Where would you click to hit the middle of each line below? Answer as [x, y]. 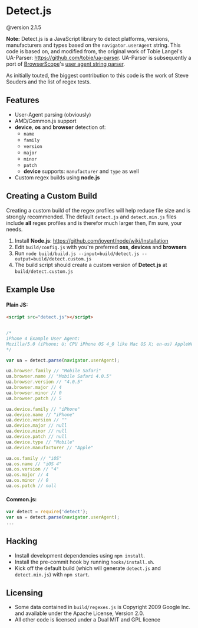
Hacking [22, 541]
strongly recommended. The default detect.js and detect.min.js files [91, 217]
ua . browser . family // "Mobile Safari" [54, 371]
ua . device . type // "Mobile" [41, 442]
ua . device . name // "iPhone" [41, 415]
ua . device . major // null [37, 426]
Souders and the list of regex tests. [49, 82]
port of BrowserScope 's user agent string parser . [66, 64]
